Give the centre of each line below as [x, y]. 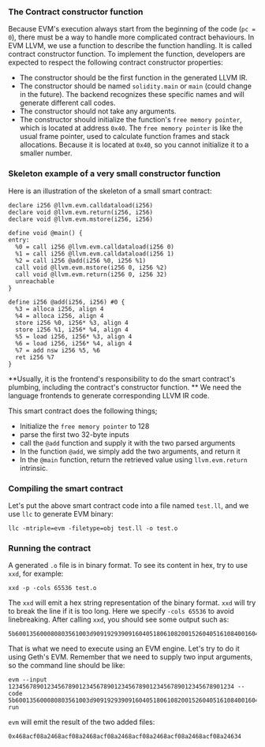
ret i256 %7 [35, 357]
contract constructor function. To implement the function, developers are [127, 54]
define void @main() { [45, 233]
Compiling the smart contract [66, 488]
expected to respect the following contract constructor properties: [116, 62]
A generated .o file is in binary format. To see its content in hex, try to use [128, 566]
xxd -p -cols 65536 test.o [52, 588]
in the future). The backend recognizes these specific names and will [132, 95]
